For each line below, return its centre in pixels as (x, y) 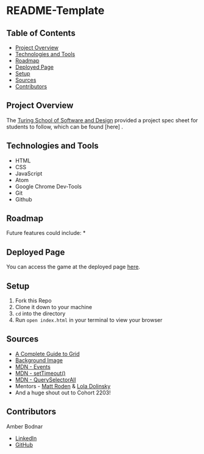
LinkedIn (26, 438)
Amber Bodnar (25, 426)
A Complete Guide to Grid (47, 354)
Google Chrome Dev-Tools (48, 186)
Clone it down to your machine (54, 307)
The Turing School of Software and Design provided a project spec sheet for (102, 120)
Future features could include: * (46, 233)
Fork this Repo (33, 301)
